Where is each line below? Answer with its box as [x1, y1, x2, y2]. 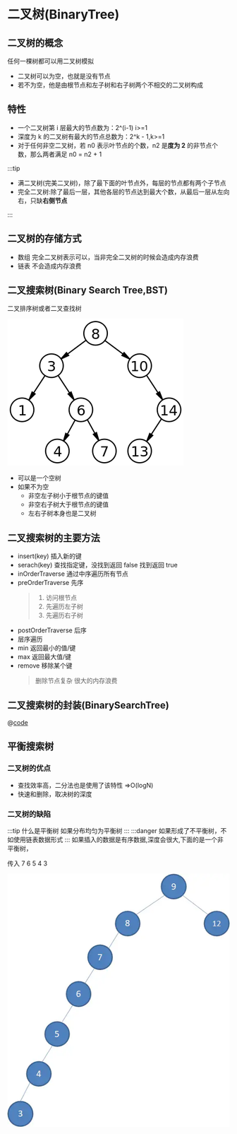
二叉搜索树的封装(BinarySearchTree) [7, 699, 169, 711]
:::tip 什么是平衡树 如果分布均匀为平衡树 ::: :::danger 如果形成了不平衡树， [7, 827, 221, 835]
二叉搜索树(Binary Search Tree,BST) [7, 284, 168, 297]
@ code [7, 719, 28, 727]
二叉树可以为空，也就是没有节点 [17, 72, 111, 80]
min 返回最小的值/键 [17, 644, 76, 652]
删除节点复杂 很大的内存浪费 [35, 676, 118, 685]
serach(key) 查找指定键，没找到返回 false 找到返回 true [17, 561, 178, 569]
